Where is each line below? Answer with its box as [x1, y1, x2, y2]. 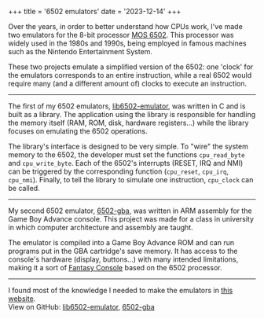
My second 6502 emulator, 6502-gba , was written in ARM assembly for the [8, 206, 253, 215]
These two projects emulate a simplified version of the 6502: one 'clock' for [8, 62, 254, 71]
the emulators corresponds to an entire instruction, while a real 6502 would [8, 71, 252, 79]
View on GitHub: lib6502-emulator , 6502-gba [8, 302, 155, 311]
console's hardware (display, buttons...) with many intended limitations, [8, 255, 239, 264]
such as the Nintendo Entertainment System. [8, 47, 153, 56]
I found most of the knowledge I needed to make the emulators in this [8, 286, 233, 295]
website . [8, 294, 36, 303]
